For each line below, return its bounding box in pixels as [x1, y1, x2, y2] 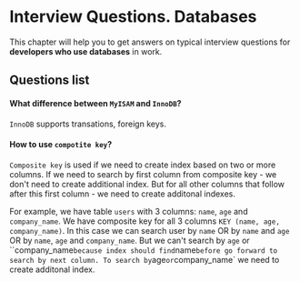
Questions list [9, 73, 90, 88]
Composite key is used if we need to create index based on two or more [9, 159, 276, 170]
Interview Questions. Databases [9, 6, 257, 27]
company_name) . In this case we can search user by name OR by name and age [9, 225, 290, 236]
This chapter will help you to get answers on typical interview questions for [9, 36, 291, 47]
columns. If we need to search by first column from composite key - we [9, 168, 277, 179]
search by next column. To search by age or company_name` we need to [9, 254, 280, 265]
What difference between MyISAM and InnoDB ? [9, 97, 182, 108]
